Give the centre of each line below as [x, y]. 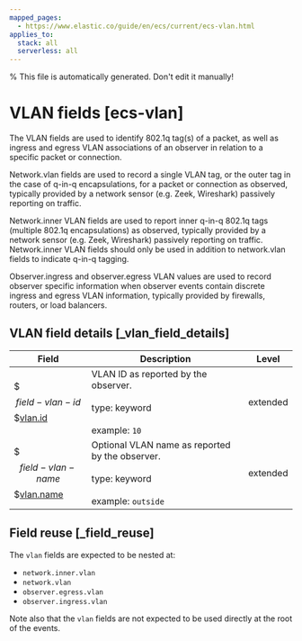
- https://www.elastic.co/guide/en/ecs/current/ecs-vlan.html [136, 26]
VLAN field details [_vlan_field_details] [120, 334]
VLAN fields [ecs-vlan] [97, 113]
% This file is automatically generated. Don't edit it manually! [121, 77]
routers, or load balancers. [58, 305]
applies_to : [31, 34]
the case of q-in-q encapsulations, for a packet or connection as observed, [149, 185]
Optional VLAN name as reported [161, 445]
